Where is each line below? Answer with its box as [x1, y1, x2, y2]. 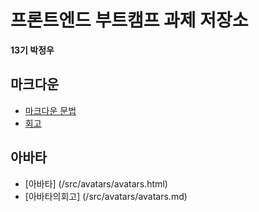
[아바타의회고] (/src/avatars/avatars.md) [24, 190, 188, 202]
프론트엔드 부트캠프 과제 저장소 [10, 9, 249, 32]
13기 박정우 [10, 44, 55, 56]
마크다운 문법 [24, 104, 77, 116]
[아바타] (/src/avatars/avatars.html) [24, 177, 168, 190]
